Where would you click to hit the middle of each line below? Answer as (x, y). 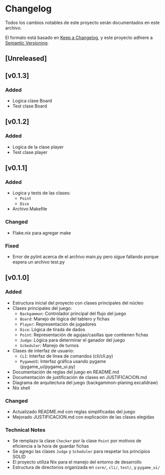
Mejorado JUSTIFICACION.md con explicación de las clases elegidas (83, 417)
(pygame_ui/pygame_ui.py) (48, 366)
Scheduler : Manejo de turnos (49, 345)
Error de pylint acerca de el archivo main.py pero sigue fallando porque (85, 256)
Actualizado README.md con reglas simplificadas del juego (74, 411)
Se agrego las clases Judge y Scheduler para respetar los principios (81, 451)
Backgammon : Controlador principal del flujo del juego (73, 313)
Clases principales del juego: (42, 308)
